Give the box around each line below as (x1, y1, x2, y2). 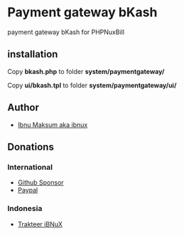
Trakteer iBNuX (17, 219, 63, 228)
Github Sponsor (17, 178, 64, 187)
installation (7, 48, 58, 60)
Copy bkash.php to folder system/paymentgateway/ (7, 67, 165, 75)
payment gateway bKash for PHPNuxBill (7, 28, 125, 36)
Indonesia (7, 204, 43, 214)
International (7, 162, 53, 172)
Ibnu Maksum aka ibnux (17, 120, 88, 129)
